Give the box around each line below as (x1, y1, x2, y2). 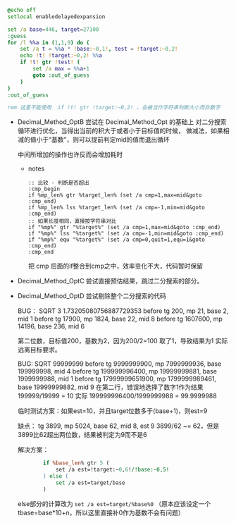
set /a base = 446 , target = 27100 (7, 25, 99, 33)
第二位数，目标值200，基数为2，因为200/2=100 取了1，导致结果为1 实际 (17, 337, 228, 345)
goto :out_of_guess (32, 71, 90, 79)
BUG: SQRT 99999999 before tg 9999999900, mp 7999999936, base (17, 359, 222, 368)
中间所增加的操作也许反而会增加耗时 (17, 150, 123, 159)
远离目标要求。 (17, 345, 61, 354)
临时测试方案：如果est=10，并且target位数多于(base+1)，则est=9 (17, 407, 208, 415)
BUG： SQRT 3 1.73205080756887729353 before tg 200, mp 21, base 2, (17, 307, 229, 315)
